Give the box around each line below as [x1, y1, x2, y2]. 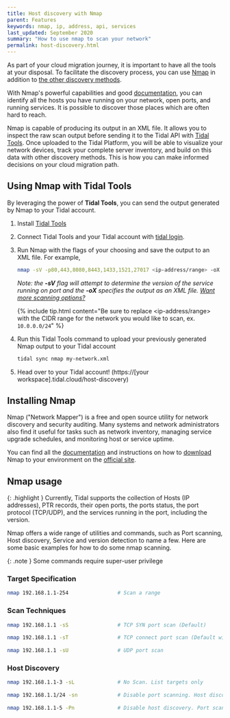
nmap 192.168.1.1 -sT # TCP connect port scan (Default [7, 634, 216, 641]
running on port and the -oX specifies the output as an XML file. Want [16, 286, 216, 294]
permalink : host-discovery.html [7, 42, 99, 49]
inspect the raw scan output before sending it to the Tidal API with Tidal [7, 131, 209, 139]
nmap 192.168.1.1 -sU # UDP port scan [7, 647, 164, 654]
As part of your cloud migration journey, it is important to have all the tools [7, 61, 216, 69]
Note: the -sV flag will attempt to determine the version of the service [16, 279, 214, 287]
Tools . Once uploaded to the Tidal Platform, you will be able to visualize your [7, 139, 223, 146]
